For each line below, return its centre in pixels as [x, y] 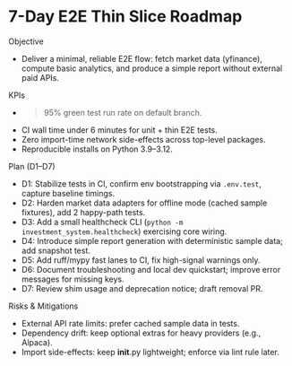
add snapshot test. [56, 250]
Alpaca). [37, 342]
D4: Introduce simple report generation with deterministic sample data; [152, 240]
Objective [26, 41]
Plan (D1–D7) [32, 166]
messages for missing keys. [73, 279]
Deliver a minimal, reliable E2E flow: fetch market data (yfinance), [142, 58]
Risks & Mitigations [43, 306]
